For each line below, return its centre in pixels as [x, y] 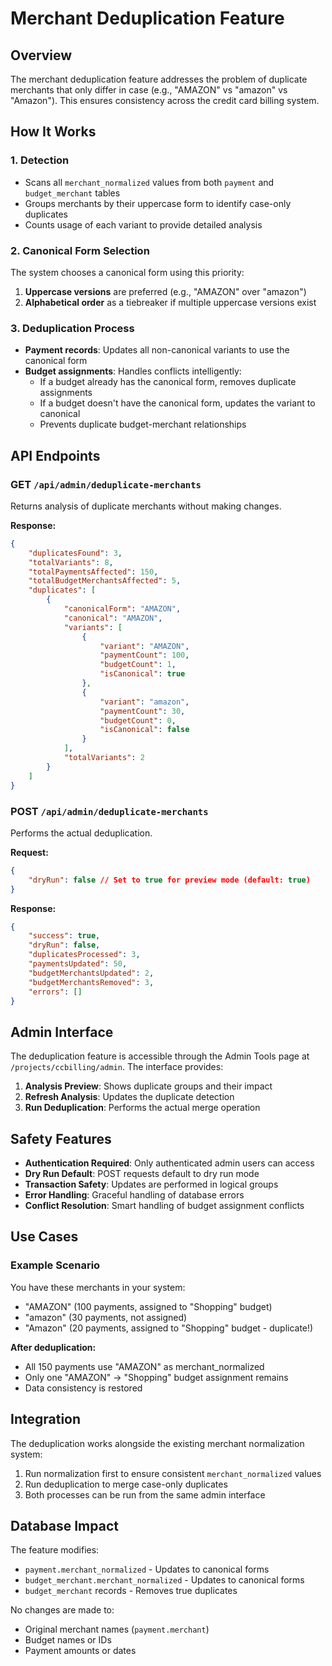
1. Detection [40, 160]
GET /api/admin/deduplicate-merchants [106, 484]
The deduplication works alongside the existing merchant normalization [157, 1443]
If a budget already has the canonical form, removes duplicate [168, 382]
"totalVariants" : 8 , [71, 562]
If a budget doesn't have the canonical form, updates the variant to [177, 403]
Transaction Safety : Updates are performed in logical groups [151, 1184]
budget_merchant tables [72, 193]
